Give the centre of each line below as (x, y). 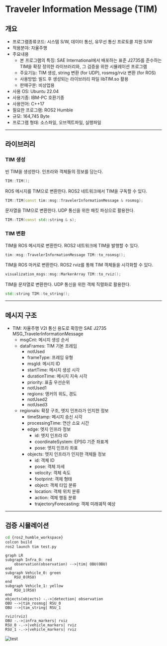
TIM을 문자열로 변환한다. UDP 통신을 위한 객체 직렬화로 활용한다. (68, 284)
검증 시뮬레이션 (27, 526)
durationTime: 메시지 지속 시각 (57, 376)
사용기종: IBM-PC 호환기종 (38, 97)
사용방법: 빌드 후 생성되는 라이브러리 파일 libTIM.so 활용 (74, 79)
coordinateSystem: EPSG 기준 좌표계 (71, 442)
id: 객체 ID (44, 461)
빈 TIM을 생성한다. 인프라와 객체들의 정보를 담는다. (54, 171)
